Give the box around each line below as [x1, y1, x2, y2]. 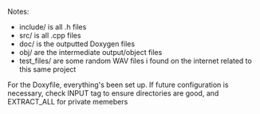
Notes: [7, 7, 30, 16]
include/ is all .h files [18, 22, 87, 31]
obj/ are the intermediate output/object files [18, 48, 163, 57]
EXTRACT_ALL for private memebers [7, 97, 128, 106]
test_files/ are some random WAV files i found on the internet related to [18, 56, 252, 65]
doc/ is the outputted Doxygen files [18, 39, 136, 49]
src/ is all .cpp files [18, 31, 81, 40]
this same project [18, 65, 77, 74]
